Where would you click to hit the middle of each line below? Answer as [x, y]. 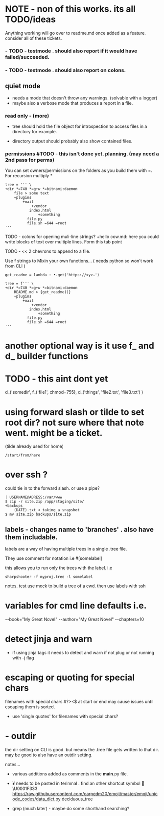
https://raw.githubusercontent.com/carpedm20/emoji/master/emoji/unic [85, 793]
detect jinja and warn [49, 639]
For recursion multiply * [29, 176]
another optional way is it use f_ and [80, 346]
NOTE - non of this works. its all [70, 9]
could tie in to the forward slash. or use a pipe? [52, 488]
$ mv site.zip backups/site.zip [38, 515]
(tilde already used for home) [34, 446]
